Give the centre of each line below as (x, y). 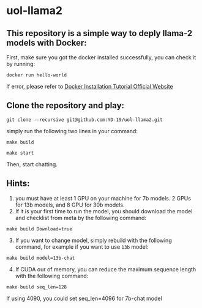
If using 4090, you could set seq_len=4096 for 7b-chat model (84, 298)
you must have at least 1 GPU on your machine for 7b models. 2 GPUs (103, 198)
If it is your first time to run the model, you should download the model (104, 211)
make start (20, 153)
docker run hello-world (37, 75)
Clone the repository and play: (65, 105)
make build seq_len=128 (37, 287)
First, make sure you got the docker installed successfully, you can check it (101, 57)
